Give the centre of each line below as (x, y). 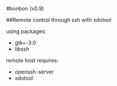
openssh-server (34, 72)
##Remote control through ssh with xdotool (59, 20)
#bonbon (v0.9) (25, 9)
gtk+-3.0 (25, 43)
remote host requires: (32, 60)
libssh (22, 49)
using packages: (26, 31)
